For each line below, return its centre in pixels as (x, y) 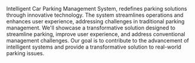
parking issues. (25, 53)
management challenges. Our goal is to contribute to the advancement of (98, 40)
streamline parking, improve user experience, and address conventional (96, 34)
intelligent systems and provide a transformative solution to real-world (94, 47)
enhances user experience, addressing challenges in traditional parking (95, 21)
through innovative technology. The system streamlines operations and (95, 15)
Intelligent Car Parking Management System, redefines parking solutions (97, 9)
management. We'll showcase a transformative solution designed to (91, 28)
